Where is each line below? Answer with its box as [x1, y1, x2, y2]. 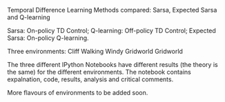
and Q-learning [7, 13, 50, 21]
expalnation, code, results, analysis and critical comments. [7, 75, 174, 83]
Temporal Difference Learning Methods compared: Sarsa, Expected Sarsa [7, 6, 217, 14]
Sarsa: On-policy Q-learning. [7, 34, 89, 42]
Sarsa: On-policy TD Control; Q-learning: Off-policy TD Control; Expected [7, 27, 216, 34]
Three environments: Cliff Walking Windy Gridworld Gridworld [7, 48, 183, 55]
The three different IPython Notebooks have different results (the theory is [7, 61, 219, 68]
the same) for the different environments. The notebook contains [7, 68, 191, 76]
